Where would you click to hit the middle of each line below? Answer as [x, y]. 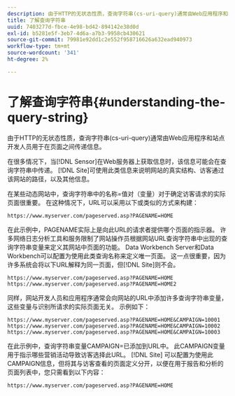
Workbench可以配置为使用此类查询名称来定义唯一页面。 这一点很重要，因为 [116, 255]
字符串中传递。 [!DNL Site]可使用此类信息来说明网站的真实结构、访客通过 [119, 170]
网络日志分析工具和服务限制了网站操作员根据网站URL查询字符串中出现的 [117, 238]
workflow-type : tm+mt [39, 46]
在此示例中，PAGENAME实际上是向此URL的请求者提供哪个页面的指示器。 [113, 229]
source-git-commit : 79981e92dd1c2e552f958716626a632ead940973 [100, 40]
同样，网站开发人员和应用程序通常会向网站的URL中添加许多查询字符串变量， [117, 297]
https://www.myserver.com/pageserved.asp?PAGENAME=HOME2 [92, 284]
